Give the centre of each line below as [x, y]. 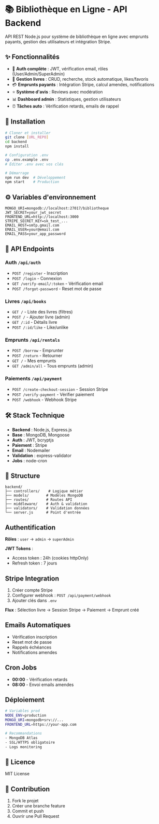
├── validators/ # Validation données [47, 508]
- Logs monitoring [23, 747]
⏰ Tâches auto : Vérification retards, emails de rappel [65, 106]
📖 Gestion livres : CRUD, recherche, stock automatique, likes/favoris [80, 79]
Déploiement [25, 700]
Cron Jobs [21, 668]
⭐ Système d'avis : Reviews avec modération [57, 92]
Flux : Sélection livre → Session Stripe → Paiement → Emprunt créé [72, 610]
